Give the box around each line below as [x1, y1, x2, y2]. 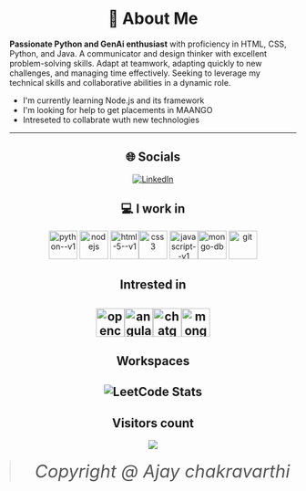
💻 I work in [120, 201, 186, 217]
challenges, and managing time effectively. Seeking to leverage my [9, 68, 261, 78]
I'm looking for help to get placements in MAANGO [22, 104, 213, 115]
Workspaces [116, 353, 190, 369]
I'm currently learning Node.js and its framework [22, 95, 205, 106]
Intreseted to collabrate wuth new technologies [22, 114, 200, 125]
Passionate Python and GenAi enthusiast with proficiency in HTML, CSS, [9, 38, 287, 49]
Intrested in [119, 277, 187, 292]
